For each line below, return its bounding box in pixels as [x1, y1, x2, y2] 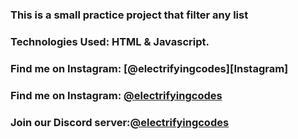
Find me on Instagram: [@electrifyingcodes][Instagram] [10, 61, 289, 75]
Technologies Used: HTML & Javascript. [10, 34, 210, 48]
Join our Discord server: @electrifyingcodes [10, 115, 230, 129]
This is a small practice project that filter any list [10, 8, 249, 22]
